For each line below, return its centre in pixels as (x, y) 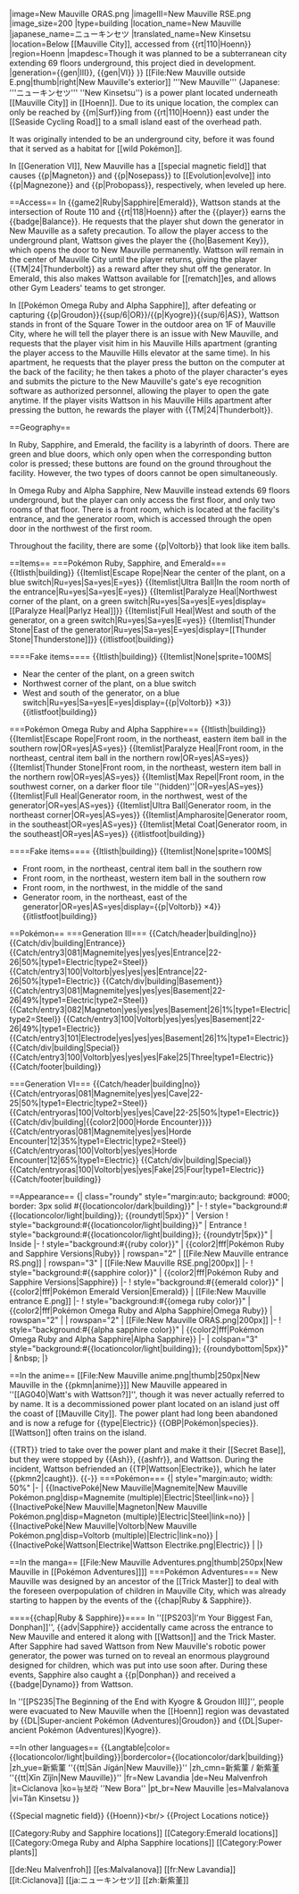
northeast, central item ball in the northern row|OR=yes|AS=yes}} (129, 758)
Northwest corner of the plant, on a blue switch (109, 683)
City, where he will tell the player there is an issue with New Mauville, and (144, 334)
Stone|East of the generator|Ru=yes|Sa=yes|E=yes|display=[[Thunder (138, 630)
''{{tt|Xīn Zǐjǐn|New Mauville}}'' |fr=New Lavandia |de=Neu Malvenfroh (138, 1778)
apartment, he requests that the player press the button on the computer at (147, 362)
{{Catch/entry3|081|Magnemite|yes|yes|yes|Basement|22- (117, 990)
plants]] (24, 1852)
